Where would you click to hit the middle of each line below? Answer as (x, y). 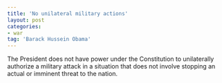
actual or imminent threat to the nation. (63, 74)
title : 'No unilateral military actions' (68, 13)
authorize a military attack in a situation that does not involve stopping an (111, 66)
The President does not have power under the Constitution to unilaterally (111, 59)
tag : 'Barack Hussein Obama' (49, 39)
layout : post (26, 20)
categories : (24, 26)
